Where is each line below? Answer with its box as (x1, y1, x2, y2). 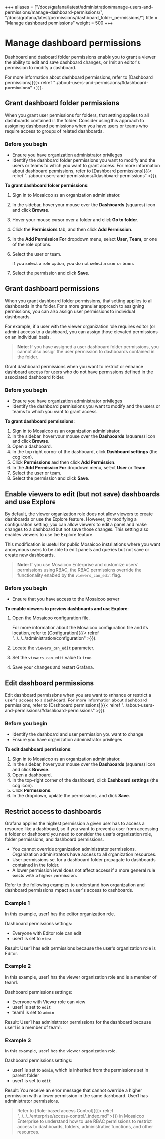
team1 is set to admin (12, 1009, 55, 1015)
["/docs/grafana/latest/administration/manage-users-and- (34, 4, 154, 10)
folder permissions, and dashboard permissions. (5, 836, 104, 842)
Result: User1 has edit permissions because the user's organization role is (5, 945, 156, 951)
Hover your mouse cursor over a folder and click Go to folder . (12, 217, 139, 223)
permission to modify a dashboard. (5, 64, 77, 70)
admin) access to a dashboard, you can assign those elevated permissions (5, 328, 158, 335)
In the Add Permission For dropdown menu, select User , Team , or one (12, 236, 157, 242)
